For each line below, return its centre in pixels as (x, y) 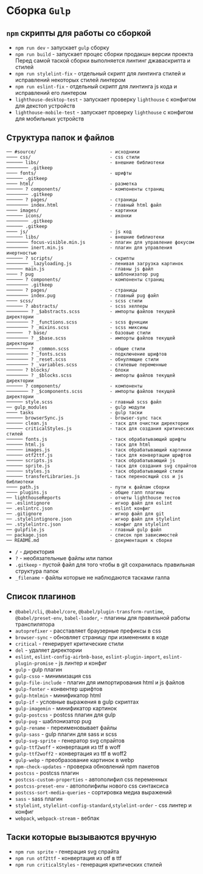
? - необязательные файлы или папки (64, 558)
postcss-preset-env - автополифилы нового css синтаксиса (92, 786)
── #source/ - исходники (73, 152)
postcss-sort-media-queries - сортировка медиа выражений (93, 792)
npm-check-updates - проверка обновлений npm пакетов (87, 766)
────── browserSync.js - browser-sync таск (84, 418)
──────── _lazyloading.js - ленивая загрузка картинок (95, 263)
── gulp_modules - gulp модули (76, 407)
